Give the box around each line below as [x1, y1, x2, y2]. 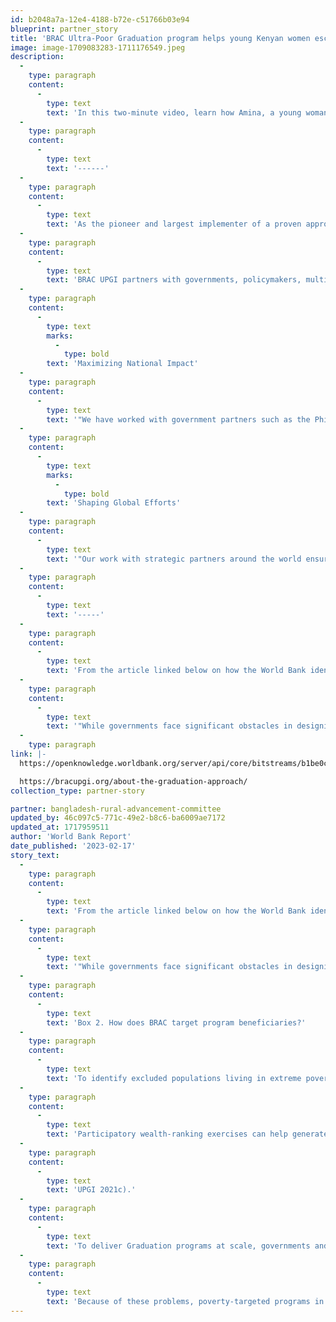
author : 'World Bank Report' [10, 832, 132, 842]
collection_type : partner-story [10, 786, 145, 796]
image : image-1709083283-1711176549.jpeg [10, 42, 186, 53]
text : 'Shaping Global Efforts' [46, 498, 182, 508]
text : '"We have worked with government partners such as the [46, 414, 311, 425]
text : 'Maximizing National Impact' [46, 359, 199, 369]
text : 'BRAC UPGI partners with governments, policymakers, [46, 275, 302, 285]
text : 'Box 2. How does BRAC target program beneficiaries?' [46, 1017, 307, 1028]
